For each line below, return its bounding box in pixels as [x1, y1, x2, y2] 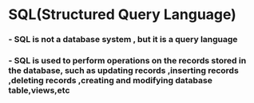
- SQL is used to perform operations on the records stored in [8, 55, 247, 67]
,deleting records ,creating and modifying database [8, 75, 213, 86]
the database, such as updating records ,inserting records [8, 65, 240, 76]
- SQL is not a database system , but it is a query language [8, 34, 238, 45]
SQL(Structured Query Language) [8, 6, 237, 24]
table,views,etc [8, 85, 70, 96]
